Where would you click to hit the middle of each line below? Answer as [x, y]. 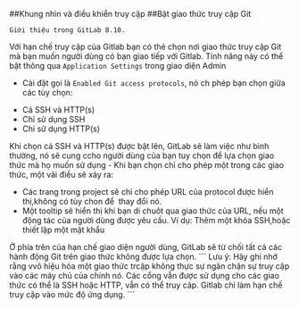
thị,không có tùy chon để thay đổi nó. [92, 201]
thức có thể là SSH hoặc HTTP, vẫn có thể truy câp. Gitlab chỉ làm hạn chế [146, 285]
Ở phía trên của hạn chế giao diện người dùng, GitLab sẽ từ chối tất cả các [146, 247]
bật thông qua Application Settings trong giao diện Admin [118, 66]
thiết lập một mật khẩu [63, 230]
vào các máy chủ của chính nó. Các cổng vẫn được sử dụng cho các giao [144, 276]
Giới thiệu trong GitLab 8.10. [67, 30]
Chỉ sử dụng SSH [54, 119]
